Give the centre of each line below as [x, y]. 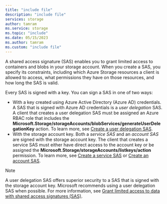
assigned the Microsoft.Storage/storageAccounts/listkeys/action [82, 150]
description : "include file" [36, 15]
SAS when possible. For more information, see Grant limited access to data [83, 190]
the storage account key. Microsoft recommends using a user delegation [80, 185]
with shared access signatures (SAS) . [44, 196]
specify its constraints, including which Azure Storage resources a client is [82, 72]
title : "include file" [29, 10]
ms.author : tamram [24, 43]
